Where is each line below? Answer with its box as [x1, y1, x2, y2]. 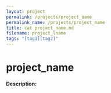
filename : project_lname [6, 30, 66, 36]
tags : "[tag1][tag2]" [6, 36, 59, 42]
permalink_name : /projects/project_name [6, 19, 106, 25]
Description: [6, 80, 37, 87]
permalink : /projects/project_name [6, 14, 92, 20]
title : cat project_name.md [6, 25, 74, 31]
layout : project [6, 8, 45, 15]
